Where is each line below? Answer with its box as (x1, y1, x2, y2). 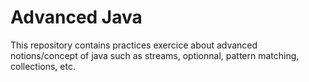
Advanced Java (10, 6, 143, 29)
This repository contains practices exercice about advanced (10, 39, 258, 51)
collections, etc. (10, 60, 76, 72)
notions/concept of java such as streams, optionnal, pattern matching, (10, 49, 300, 61)
